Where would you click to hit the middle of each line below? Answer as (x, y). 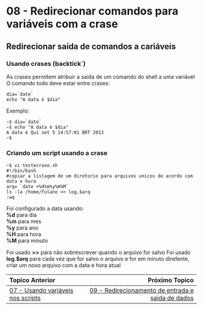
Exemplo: (18, 111)
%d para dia (22, 215)
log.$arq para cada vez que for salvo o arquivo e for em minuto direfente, (98, 259)
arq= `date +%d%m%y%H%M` (37, 187)
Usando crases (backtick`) (46, 64)
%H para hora (24, 234)
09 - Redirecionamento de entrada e (142, 291)
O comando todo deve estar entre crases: (58, 83)
